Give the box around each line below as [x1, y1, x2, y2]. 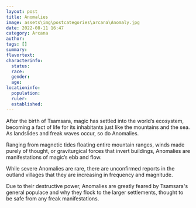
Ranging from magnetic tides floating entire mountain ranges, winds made [6, 141, 185, 148]
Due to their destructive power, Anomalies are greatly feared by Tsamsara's [6, 182, 188, 189]
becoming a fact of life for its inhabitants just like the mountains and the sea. [6, 124, 190, 131]
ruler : [11, 96, 27, 101]
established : [11, 101, 43, 107]
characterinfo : [6, 57, 43, 63]
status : [11, 63, 30, 69]
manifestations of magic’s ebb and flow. [6, 154, 102, 161]
